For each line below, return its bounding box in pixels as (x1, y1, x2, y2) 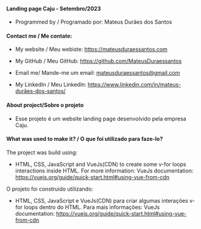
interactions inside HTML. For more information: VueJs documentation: (15, 167, 194, 174)
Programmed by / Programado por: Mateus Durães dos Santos (15, 18, 172, 26)
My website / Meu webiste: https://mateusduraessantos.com (15, 46, 167, 53)
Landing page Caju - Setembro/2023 (6, 5, 101, 12)
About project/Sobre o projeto (6, 101, 84, 109)
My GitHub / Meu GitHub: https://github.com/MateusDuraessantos (15, 58, 182, 65)
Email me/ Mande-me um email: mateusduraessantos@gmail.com (15, 69, 180, 77)
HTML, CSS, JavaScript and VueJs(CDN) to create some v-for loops (15, 160, 187, 168)
